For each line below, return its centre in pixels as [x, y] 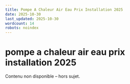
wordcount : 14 [20, 23]
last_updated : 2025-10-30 [32, 19]
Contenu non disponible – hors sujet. [43, 76]
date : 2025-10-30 [23, 14]
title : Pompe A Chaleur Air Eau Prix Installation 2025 [64, 10]
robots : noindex [22, 28]
